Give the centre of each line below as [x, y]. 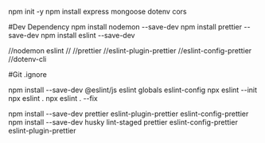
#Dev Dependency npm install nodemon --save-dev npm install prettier [125, 27]
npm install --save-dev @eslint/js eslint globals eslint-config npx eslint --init [132, 90]
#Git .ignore [28, 74]
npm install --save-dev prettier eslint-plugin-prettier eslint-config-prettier [129, 114]
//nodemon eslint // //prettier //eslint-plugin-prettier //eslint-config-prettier [130, 50]
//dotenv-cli [27, 59]
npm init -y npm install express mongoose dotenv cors [97, 12]
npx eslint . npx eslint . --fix [53, 98]
